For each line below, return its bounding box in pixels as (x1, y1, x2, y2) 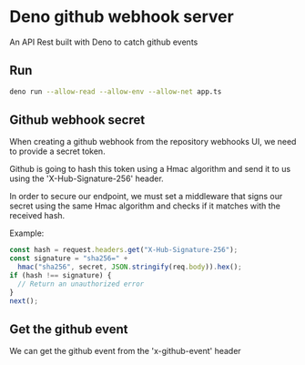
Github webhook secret (9, 112, 146, 128)
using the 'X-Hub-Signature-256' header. (9, 173, 164, 184)
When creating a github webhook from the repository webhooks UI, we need (9, 137, 297, 147)
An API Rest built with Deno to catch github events (9, 36, 198, 47)
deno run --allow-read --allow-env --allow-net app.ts (9, 86, 222, 96)
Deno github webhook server (9, 6, 234, 27)
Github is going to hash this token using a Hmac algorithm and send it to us (9, 164, 291, 175)
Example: (9, 228, 45, 238)
